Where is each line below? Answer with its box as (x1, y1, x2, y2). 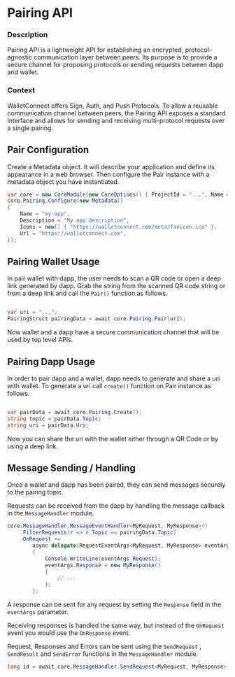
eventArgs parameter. (7, 608, 69, 616)
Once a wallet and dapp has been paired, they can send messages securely (7, 480, 226, 489)
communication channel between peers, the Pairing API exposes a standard (7, 108, 226, 117)
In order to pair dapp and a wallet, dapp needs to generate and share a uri (7, 374, 220, 383)
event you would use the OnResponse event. (7, 629, 131, 637)
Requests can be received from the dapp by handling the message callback (7, 501, 225, 510)
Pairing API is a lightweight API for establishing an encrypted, (7, 45, 184, 54)
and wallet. (7, 68, 39, 76)
